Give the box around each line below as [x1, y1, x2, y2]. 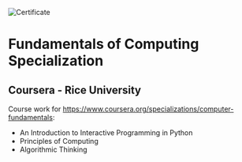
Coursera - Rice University [8, 83, 142, 96]
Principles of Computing [19, 137, 99, 145]
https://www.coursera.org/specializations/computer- [62, 104, 234, 114]
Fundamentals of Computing [8, 36, 199, 53]
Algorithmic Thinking [19, 145, 87, 154]
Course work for [8, 104, 61, 114]
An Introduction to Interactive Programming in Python [19, 128, 193, 138]
